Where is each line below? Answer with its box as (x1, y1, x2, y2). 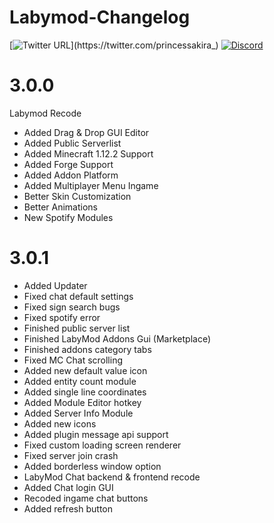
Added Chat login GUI (23, 481, 114, 493)
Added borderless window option (23, 460, 162, 472)
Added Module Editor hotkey (23, 396, 142, 408)
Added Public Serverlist (23, 137, 122, 149)
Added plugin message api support (23, 428, 169, 440)
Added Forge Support (23, 158, 114, 170)
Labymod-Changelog (9, 6, 191, 29)
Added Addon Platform (23, 169, 119, 181)
